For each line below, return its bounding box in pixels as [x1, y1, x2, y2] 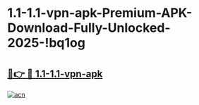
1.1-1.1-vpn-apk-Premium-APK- [7, 5, 193, 21]
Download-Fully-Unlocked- [7, 20, 171, 36]
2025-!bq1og [7, 35, 86, 51]
